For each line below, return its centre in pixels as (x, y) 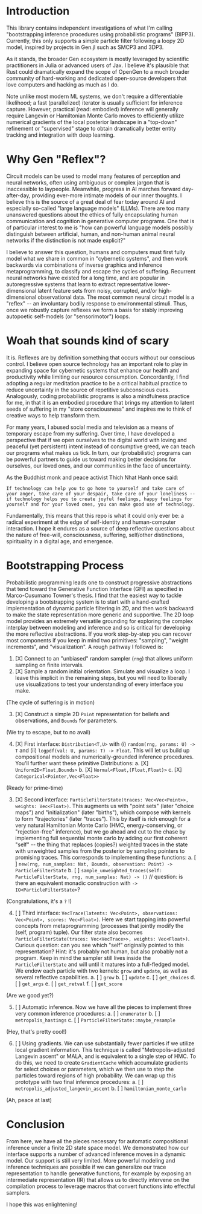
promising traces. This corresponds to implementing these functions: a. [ (106, 857)
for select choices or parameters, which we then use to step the (94, 1069)
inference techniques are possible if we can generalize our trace (86, 1167)
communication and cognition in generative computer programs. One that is (100, 221)
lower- (162, 284)
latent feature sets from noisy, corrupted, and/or (98, 290)
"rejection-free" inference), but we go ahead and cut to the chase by (100, 831)
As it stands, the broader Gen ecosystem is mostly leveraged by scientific (98, 59)
